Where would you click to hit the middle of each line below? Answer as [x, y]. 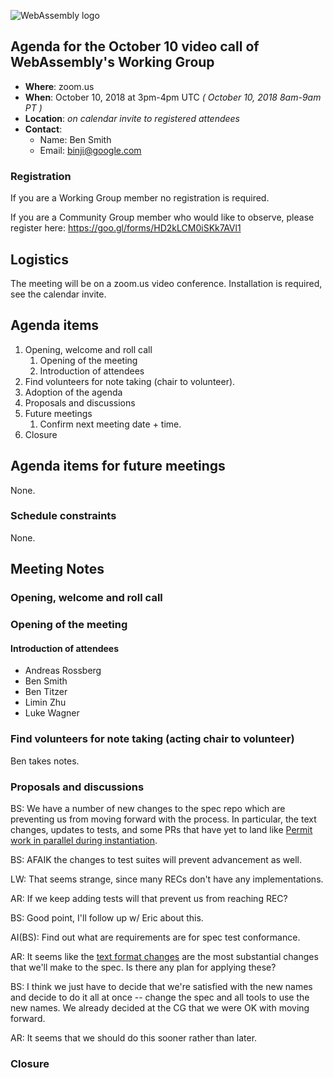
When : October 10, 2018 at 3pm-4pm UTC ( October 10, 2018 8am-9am [173, 97]
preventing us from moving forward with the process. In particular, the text [163, 819]
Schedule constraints [63, 516]
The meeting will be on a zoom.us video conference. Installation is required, [166, 283]
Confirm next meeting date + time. [110, 424]
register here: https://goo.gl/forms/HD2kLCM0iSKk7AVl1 [126, 228]
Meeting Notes [57, 569]
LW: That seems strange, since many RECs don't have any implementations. [167, 879]
